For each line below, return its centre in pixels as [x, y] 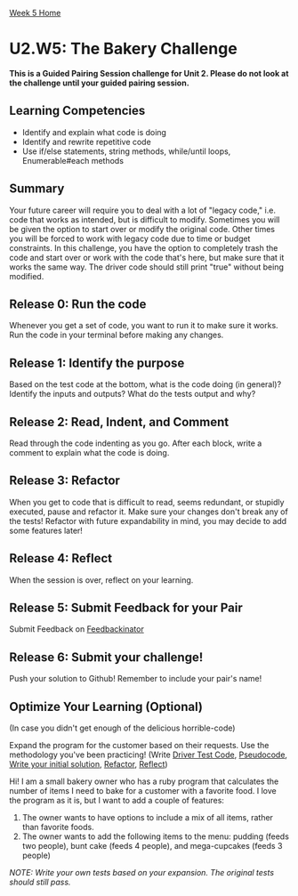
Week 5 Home [35, 13]
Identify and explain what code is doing [94, 132]
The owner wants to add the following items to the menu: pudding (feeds [155, 836]
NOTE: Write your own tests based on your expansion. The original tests [141, 873]
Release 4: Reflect [61, 558]
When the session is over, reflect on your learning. [101, 580]
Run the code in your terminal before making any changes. [117, 335]
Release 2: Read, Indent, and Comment [119, 422]
